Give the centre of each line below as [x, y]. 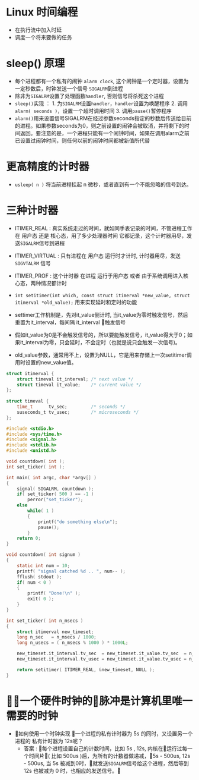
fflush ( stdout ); [39, 577]
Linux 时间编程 [42, 12]
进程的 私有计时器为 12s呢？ [49, 741]
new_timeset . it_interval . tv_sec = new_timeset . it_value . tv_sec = [102, 654]
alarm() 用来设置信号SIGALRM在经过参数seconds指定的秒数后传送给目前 [103, 118]
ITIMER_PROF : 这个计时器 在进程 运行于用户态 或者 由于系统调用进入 [99, 276]
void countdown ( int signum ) [44, 555]
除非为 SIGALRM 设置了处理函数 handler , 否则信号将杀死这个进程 [89, 96]
